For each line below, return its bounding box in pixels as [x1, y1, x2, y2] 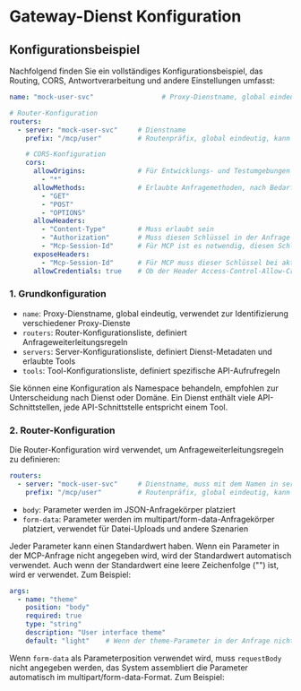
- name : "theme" [17, 594, 78, 604]
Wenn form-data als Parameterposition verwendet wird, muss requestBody [9, 652, 282, 663]
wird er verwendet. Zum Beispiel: [9, 569, 132, 580]
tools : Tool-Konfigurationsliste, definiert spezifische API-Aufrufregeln [21, 365, 280, 376]
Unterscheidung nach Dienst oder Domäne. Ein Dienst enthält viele [9, 392, 256, 402]
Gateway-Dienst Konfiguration [9, 6, 242, 27]
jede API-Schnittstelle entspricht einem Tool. [64, 402, 228, 412]
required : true [25, 611, 82, 620]
